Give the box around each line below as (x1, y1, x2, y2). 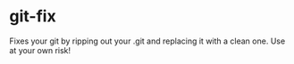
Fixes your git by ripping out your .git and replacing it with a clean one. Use (9, 36, 286, 46)
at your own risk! (9, 44, 71, 55)
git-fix (9, 6, 56, 27)
